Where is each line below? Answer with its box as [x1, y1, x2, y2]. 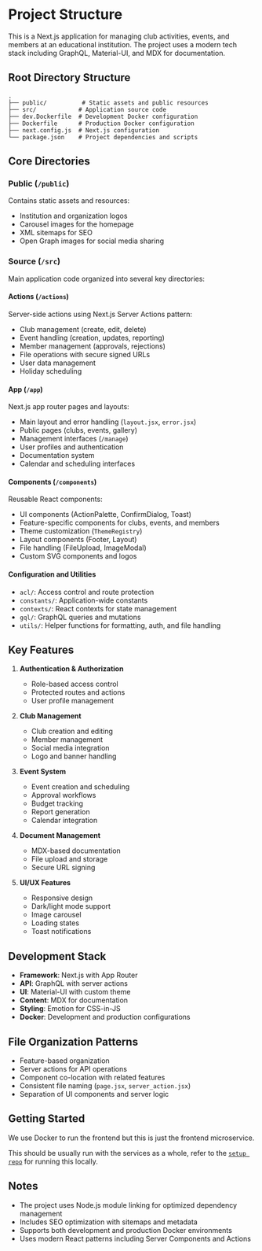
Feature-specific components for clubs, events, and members [19, 518, 220, 528]
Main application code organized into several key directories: [8, 274, 206, 283]
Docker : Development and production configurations [19, 1013, 191, 1022]
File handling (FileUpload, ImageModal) [19, 543, 147, 552]
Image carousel [31, 910, 82, 920]
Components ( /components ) [8, 477, 97, 486]
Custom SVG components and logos [19, 552, 137, 561]
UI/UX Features [19, 878, 71, 888]
